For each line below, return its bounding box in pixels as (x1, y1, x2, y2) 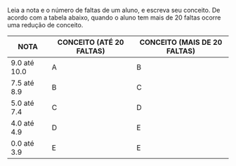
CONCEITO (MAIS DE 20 (139, 38, 223, 47)
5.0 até (11, 98, 34, 108)
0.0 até (11, 139, 34, 148)
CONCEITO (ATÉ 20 (57, 38, 124, 47)
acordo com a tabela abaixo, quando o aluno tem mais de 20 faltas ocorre (7, 13, 221, 22)
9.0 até (11, 58, 34, 67)
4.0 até (11, 118, 34, 128)
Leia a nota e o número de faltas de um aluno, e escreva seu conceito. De (7, 6, 221, 14)
